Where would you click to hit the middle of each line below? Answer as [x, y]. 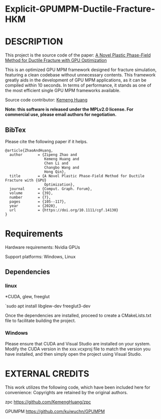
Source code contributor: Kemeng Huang [46, 100]
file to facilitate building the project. [41, 321]
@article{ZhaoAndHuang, [29, 150]
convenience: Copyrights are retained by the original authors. [66, 392]
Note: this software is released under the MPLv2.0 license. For [69, 109]
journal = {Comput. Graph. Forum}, [51, 189]
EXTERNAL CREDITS [47, 374]
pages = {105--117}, [38, 201]
